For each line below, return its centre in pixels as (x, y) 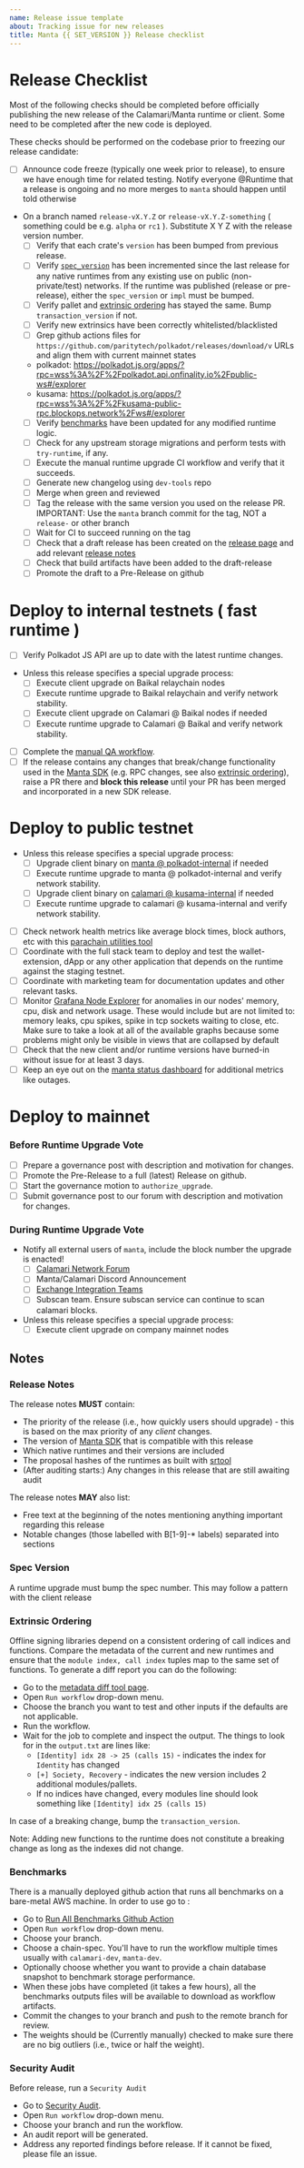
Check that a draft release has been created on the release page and (165, 543)
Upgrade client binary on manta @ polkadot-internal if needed (152, 863)
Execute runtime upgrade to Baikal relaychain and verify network (157, 694)
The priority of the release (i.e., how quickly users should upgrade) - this (158, 1422)
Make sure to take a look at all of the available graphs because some (151, 1030)
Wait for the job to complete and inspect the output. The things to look (154, 1736)
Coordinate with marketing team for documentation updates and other (153, 981)
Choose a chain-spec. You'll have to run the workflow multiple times (150, 1948)
